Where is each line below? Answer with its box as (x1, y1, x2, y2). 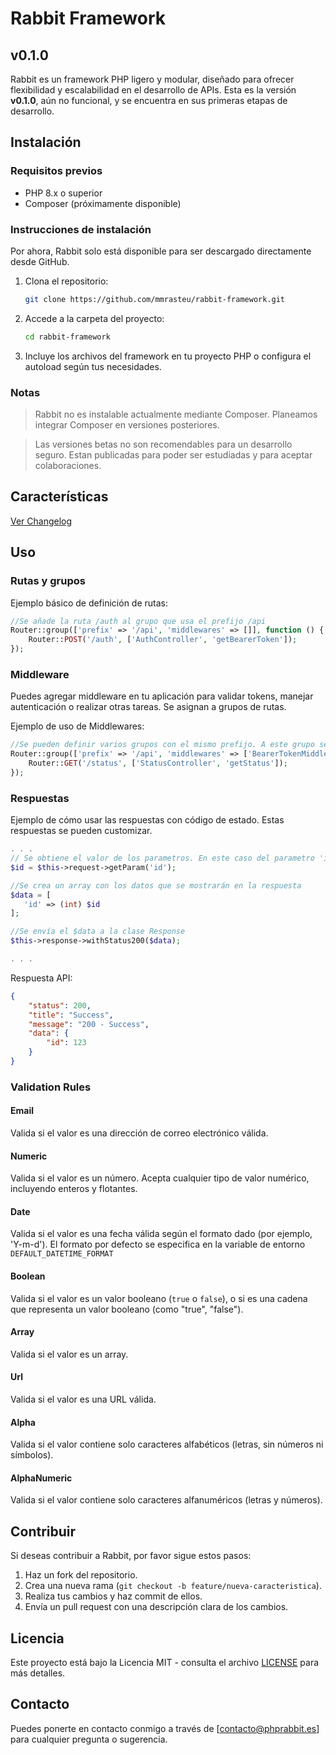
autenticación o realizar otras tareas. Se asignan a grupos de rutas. (10, 701, 287, 713)
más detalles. (10, 1667, 66, 1679)
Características (10, 488, 109, 506)
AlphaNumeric (10, 1472, 73, 1484)
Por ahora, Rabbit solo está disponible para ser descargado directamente (10, 245, 312, 257)
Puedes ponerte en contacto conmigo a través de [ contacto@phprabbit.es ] (10, 1722, 320, 1734)
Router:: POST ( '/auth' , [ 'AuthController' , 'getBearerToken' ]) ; (28, 635, 298, 645)
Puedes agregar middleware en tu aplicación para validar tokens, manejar (10, 690, 314, 702)
